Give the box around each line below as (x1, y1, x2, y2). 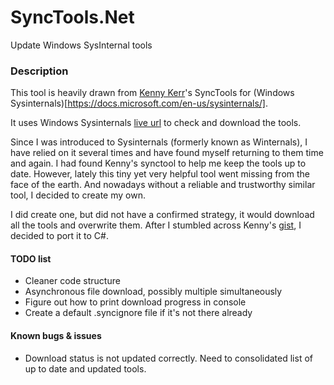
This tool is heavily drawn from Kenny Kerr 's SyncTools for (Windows (10, 87, 295, 99)
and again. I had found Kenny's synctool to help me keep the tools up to (10, 157, 307, 170)
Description (10, 64, 69, 78)
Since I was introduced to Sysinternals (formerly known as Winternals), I (10, 136, 308, 148)
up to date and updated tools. (24, 362, 147, 375)
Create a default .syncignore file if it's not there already (24, 307, 253, 319)
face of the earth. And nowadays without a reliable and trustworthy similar (10, 179, 316, 191)
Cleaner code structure (24, 275, 121, 287)
